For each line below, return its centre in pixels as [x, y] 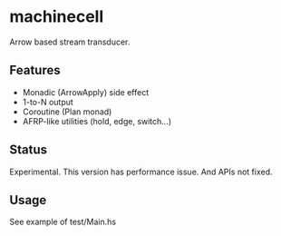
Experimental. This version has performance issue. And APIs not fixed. [141, 172]
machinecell [57, 17]
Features [35, 70]
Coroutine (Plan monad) [67, 112]
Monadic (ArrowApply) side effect [86, 92]
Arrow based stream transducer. [70, 42]
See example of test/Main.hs [63, 222]
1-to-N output [48, 102]
